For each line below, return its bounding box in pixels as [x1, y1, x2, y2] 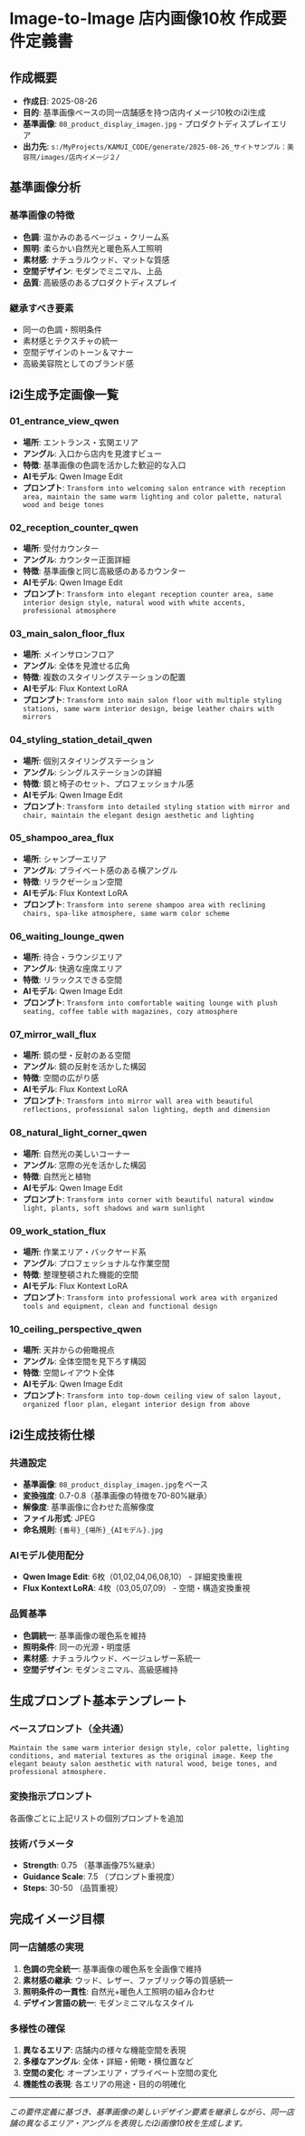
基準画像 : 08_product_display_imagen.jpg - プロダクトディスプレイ [22, 119, 272, 129]
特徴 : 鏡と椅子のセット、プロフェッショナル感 [22, 777, 195, 789]
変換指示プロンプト [9, 1790, 93, 1803]
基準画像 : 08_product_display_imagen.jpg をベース [22, 1479, 208, 1490]
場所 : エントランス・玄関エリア [22, 436, 138, 447]
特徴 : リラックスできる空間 [22, 974, 123, 985]
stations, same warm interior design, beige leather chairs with [22, 705, 274, 714]
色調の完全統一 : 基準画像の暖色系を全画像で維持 [22, 1963, 202, 1974]
